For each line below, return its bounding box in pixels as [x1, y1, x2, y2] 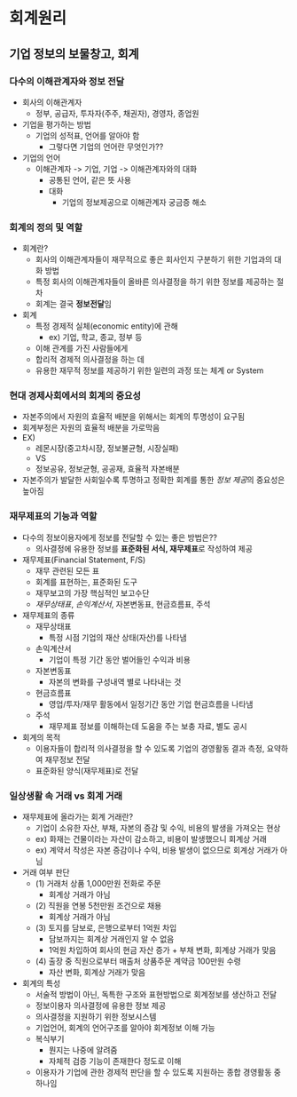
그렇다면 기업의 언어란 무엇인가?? [48, 141, 164, 152]
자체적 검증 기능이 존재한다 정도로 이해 [48, 1056, 182, 1067]
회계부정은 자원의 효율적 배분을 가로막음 [21, 423, 160, 433]
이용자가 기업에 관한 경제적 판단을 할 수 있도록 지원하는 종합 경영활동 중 [35, 1067, 282, 1077]
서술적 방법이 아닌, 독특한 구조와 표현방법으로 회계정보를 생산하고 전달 [35, 990, 277, 1000]
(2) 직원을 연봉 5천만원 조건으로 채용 [35, 901, 162, 911]
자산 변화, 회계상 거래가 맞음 [48, 967, 146, 978]
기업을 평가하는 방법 [21, 119, 91, 130]
